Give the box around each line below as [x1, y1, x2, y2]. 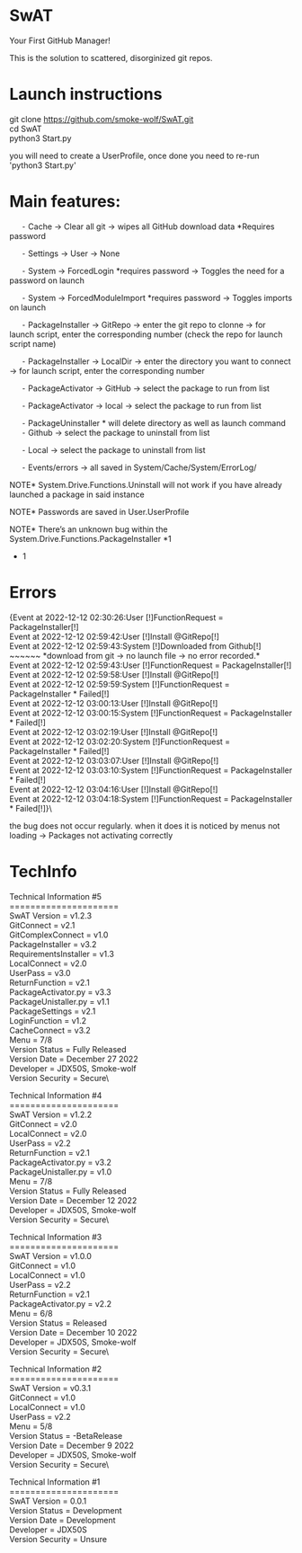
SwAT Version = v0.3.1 [9, 1382, 92, 1393]
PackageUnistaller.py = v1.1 [9, 996, 110, 1007]
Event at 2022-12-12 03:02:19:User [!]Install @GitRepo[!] [9, 726, 218, 737]
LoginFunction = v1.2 [9, 1015, 87, 1025]
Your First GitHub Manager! [9, 35, 111, 46]
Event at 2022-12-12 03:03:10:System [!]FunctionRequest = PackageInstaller [9, 765, 293, 776]
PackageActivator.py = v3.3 [9, 986, 111, 998]
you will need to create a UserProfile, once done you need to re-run [9, 150, 260, 161]
